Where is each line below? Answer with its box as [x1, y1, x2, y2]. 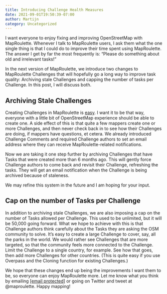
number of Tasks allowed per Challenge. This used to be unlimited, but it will [5, 215, 162, 221]
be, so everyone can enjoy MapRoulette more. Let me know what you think [5, 272, 159, 278]
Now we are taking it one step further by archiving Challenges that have [5, 151, 153, 157]
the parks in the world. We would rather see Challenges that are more [5, 236, 148, 242]
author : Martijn [5, 16, 39, 21]
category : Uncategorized [5, 21, 57, 26]
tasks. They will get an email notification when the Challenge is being [5, 167, 147, 173]
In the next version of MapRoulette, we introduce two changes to [5, 66, 139, 72]
